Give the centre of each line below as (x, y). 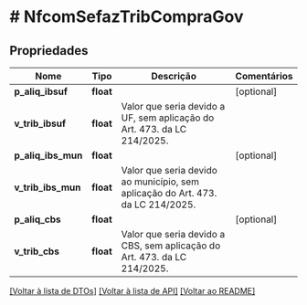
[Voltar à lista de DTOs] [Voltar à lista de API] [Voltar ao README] (132, 291)
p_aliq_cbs (37, 219)
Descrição (173, 76)
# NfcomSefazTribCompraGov (127, 17)
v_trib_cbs (37, 251)
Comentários (264, 76)
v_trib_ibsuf (40, 123)
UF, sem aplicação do (168, 118)
